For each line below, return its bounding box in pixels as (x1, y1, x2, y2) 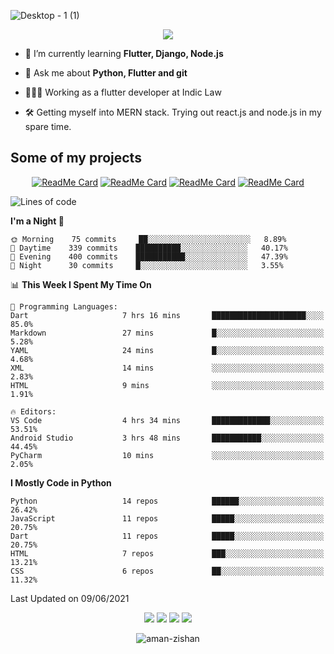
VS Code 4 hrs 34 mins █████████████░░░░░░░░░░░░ (10, 415, 325, 425)
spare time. (24, 121, 72, 132)
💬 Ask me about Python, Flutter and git (24, 67, 188, 79)
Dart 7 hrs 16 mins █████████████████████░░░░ (10, 310, 325, 320)
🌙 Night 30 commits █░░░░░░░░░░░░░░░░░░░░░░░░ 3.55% (10, 260, 284, 270)
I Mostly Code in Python (10, 476, 112, 489)
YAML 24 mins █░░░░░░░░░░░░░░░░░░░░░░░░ (10, 345, 325, 355)
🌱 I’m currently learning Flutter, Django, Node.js (24, 48, 224, 59)
